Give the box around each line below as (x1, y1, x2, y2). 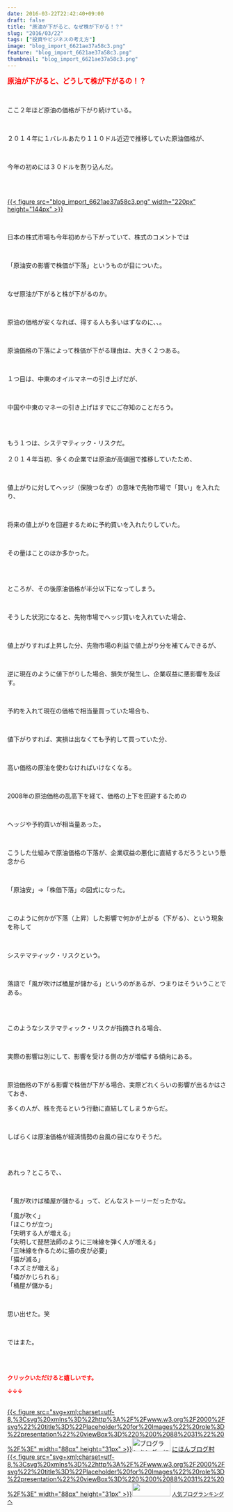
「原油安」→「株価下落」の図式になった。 (7, 885, 129, 894)
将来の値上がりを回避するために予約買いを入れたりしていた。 (7, 520, 184, 528)
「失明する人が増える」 (7, 1229, 74, 1237)
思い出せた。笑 (7, 1310, 50, 1318)
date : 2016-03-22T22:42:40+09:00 (7, 10, 104, 17)
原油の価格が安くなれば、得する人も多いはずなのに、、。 (7, 318, 166, 326)
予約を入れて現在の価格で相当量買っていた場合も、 (7, 706, 153, 715)
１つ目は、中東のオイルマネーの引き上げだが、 (7, 374, 141, 383)
